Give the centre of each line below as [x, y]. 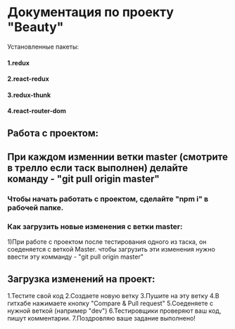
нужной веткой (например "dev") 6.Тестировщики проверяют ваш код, [114, 311]
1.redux [19, 63]
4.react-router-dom [37, 111]
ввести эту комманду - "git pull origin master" [76, 257]
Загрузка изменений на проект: [81, 279]
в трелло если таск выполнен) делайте [98, 168]
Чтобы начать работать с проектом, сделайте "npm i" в [108, 199]
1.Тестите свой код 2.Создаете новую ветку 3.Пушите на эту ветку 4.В [113, 296]
